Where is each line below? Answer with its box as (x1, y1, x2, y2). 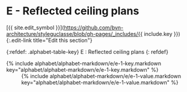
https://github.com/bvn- (64, 24, 124, 31)
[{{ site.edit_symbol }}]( (6, 24, 64, 31)
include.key (144, 30, 173, 37)
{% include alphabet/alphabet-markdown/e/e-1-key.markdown (6, 60, 161, 67)
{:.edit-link (6, 36, 32, 44)
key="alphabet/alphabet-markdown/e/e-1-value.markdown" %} (21, 79, 179, 86)
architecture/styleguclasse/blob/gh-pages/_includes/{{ (6, 30, 143, 37)
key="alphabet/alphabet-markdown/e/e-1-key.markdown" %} (6, 66, 159, 73)
